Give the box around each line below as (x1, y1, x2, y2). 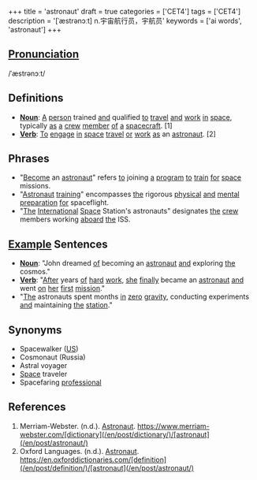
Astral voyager (19, 361, 68, 370)
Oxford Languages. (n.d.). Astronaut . (19, 446, 140, 456)
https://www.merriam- (137, 421, 210, 430)
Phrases (8, 152, 50, 166)
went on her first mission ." (19, 284, 105, 293)
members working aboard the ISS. (19, 214, 131, 224)
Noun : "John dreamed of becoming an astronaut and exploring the (19, 259, 236, 268)
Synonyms (8, 323, 62, 337)
